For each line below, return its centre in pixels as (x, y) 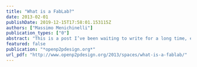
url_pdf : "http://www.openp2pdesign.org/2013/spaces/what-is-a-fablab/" (97, 55)
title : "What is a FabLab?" (40, 11)
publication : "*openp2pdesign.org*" (51, 50)
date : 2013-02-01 (27, 17)
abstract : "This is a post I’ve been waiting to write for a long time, (97, 38)
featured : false (26, 44)
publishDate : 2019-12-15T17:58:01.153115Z (59, 22)
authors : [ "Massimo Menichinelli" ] (50, 28)
